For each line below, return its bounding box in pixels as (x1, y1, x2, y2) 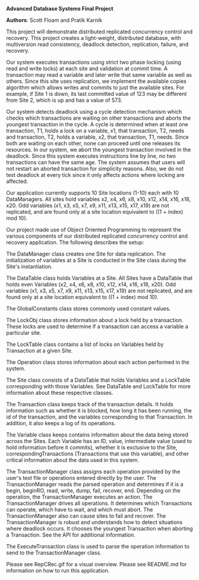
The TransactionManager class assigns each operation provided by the (6, 468, 181, 475)
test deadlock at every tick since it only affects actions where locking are (6, 171, 185, 178)
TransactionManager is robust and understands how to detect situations (6, 519, 183, 526)
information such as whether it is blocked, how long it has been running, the (6, 407, 192, 414)
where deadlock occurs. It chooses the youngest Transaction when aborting (6, 525, 193, 532)
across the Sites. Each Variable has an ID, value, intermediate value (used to (6, 438, 192, 444)
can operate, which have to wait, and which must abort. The (6, 506, 153, 513)
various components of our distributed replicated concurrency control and (6, 232, 188, 239)
